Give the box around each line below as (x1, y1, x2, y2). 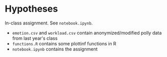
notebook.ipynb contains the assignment (12, 46, 98, 52)
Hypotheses (5, 3, 58, 15)
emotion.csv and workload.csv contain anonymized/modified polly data (12, 30, 162, 36)
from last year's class (12, 35, 58, 41)
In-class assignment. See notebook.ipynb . (5, 20, 93, 26)
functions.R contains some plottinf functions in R (12, 40, 116, 46)
